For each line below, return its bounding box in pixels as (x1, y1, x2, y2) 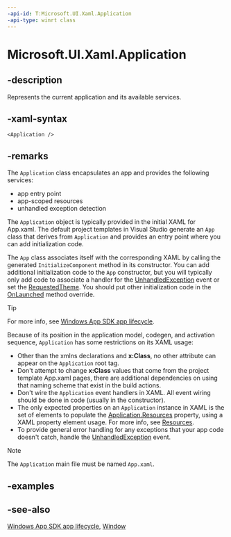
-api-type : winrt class (7, 17, 76, 24)
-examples (7, 480, 55, 492)
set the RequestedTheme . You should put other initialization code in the (7, 283, 212, 291)
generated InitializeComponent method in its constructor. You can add (7, 261, 209, 269)
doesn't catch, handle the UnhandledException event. (17, 433, 171, 442)
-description (7, 74, 62, 86)
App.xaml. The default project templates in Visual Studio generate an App (7, 225, 215, 234)
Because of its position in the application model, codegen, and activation (7, 331, 215, 339)
